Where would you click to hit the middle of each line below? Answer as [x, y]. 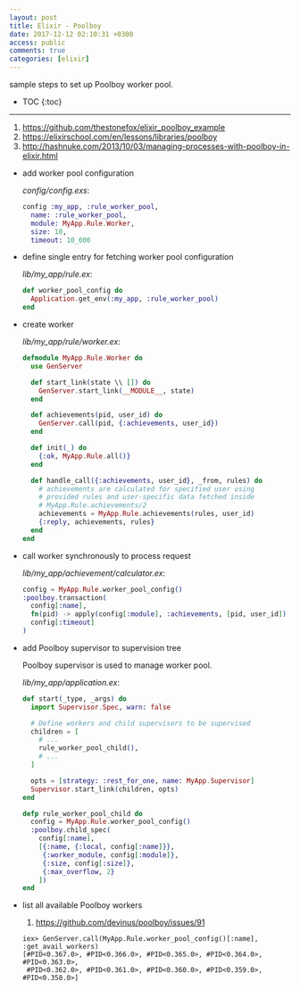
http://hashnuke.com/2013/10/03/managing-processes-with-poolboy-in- [156, 146]
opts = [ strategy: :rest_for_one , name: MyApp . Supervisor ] [143, 781]
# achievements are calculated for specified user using [147, 489]
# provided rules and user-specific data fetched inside [147, 497]
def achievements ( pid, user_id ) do [97, 415]
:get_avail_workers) [60, 947]
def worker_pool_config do [72, 291]
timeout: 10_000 [61, 240]
